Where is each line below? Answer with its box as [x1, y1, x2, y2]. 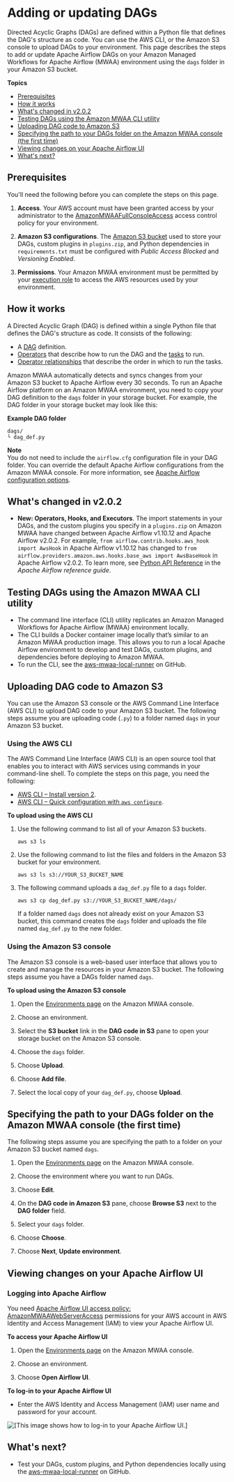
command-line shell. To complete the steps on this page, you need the [7, 769, 210, 778]
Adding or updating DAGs [7, 5, 158, 21]
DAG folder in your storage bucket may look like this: [7, 400, 158, 409]
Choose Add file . [17, 1074, 67, 1083]
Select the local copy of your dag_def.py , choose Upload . [17, 1088, 182, 1097]
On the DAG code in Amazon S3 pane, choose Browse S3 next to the [17, 1199, 217, 1208]
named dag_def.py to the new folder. [17, 924, 123, 933]
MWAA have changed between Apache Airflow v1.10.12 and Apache [17, 529, 211, 538]
